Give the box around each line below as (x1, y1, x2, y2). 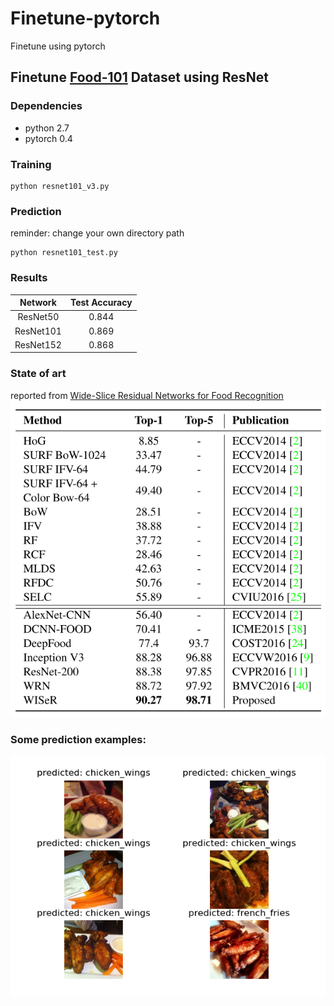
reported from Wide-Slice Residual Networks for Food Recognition (10, 389, 284, 401)
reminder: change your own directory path (10, 227, 185, 239)
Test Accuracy (69, 297, 133, 309)
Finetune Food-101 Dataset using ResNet (10, 69, 269, 86)
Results (10, 271, 48, 285)
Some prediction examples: (10, 732, 147, 746)
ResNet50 (17, 311, 60, 323)
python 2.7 (24, 122, 70, 134)
